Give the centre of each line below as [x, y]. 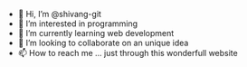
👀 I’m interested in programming [78, 24]
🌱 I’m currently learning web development [96, 33]
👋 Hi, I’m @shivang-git [60, 14]
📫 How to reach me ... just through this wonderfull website [128, 53]
